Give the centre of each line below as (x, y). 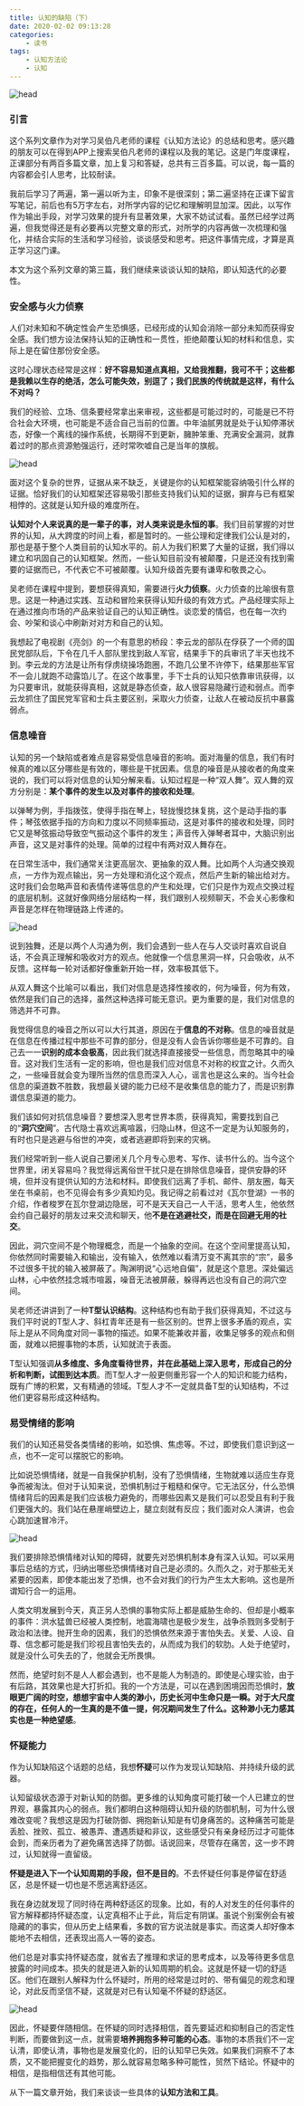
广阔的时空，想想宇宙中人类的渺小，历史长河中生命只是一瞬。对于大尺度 (160, 1698)
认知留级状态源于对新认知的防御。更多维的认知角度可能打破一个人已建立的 (148, 1797)
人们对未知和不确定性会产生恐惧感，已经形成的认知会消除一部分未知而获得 (148, 328)
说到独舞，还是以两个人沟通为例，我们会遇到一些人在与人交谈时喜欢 (136, 945)
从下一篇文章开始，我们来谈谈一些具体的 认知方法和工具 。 (116, 2092)
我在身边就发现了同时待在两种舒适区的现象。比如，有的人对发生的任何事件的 (152, 1904)
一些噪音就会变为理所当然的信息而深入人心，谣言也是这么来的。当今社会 (160, 1075)
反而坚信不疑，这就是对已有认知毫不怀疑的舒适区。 (136, 1991)
